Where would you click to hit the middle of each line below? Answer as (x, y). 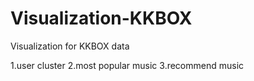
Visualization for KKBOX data (70, 46)
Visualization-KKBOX (101, 18)
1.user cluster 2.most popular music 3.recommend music (127, 65)
